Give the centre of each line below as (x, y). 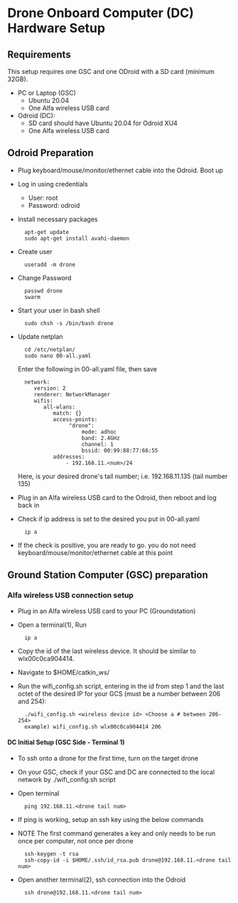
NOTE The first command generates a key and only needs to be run (117, 833)
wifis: (43, 401)
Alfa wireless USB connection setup (70, 596)
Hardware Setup (56, 28)
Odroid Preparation (50, 153)
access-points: (75, 419)
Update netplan (40, 337)
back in (28, 505)
